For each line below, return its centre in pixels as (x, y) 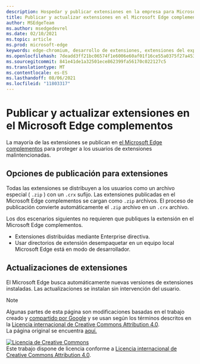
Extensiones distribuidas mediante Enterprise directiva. (82, 237)
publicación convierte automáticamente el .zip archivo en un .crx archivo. (98, 207)
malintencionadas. (29, 155)
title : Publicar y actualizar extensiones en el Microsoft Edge (87, 17)
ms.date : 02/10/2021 (32, 34)
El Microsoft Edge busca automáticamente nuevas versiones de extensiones (100, 282)
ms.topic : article (29, 39)
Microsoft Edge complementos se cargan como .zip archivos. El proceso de (100, 201)
